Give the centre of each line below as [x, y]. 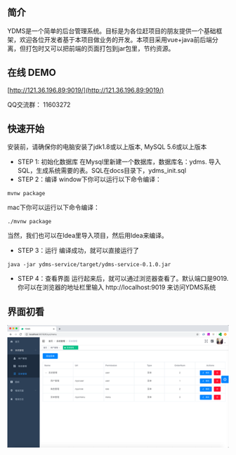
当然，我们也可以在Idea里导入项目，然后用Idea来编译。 [87, 236]
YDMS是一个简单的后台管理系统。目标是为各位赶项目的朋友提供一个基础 [112, 31]
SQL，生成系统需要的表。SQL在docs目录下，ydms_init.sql [102, 171]
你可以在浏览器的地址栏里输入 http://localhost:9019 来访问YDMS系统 [117, 287]
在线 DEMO [32, 73]
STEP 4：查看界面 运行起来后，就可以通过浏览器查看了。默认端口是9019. [123, 279]
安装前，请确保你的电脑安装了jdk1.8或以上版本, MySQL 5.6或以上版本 [107, 147]
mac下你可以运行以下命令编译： [54, 207]
